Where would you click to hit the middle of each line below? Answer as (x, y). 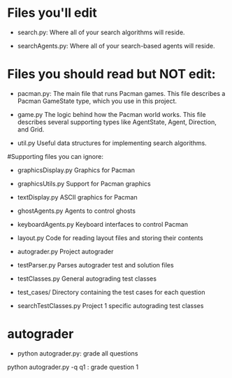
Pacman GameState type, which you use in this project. (97, 101)
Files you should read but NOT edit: (111, 74)
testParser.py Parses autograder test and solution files (95, 265)
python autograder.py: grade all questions (78, 353)
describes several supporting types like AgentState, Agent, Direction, (117, 122)
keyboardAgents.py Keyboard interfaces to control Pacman (103, 224)
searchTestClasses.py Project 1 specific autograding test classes (110, 305)
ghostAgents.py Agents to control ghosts (77, 211)
